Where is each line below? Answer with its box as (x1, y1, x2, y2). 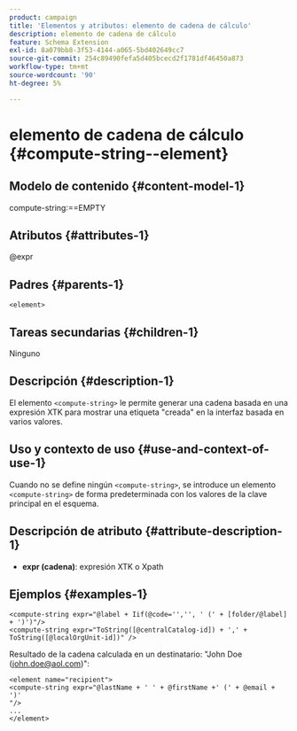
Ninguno (9, 348, 41, 359)
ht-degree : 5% (9, 79, 62, 88)
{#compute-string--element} (9, 144, 229, 164)
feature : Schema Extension (9, 37, 109, 47)
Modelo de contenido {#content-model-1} (9, 179, 246, 194)
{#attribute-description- (145, 524, 283, 539)
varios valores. (9, 416, 64, 426)
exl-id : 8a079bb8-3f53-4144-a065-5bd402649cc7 (9, 46, 184, 55)
